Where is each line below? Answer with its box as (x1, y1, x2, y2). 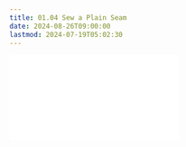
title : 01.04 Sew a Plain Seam (9, 13, 127, 23)
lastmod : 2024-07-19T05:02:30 (9, 30, 124, 39)
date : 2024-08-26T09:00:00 (9, 22, 111, 31)
